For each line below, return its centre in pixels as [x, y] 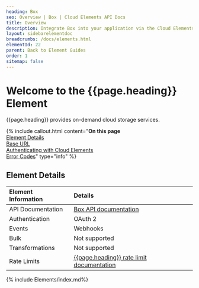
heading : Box [22, 12]
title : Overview [26, 23]
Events [19, 229]
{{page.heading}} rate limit [110, 258]
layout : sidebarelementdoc [39, 34]
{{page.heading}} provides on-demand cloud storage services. [83, 120]
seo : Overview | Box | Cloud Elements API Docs [66, 17]
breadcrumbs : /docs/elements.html [49, 39]
